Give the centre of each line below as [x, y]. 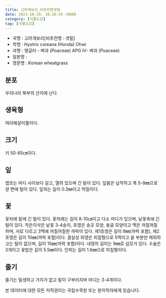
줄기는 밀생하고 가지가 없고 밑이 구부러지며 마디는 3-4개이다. [64, 280]
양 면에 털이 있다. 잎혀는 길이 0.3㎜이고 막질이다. [52, 189]
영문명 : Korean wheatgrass [40, 63]
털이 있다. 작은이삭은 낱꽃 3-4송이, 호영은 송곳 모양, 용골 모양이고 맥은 [73, 225]
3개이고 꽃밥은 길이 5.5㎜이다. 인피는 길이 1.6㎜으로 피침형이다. [66, 250]
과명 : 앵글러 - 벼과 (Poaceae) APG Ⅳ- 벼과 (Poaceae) [66, 50]
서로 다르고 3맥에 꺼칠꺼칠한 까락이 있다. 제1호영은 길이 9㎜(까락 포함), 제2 [87, 231]
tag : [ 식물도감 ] [20, 24]
